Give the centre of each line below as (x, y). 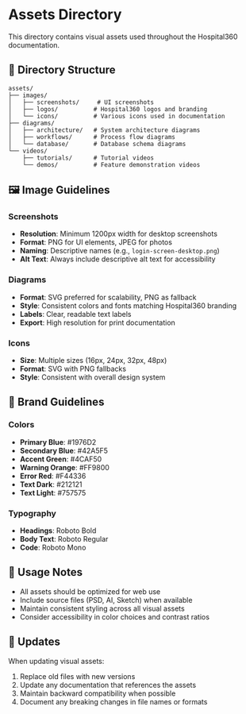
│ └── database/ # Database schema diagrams (97, 144)
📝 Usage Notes (46, 572)
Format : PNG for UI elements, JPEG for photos (96, 242)
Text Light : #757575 (53, 492)
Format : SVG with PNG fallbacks (73, 369)
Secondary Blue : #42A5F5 (64, 450)
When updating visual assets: (56, 661)
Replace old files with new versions (77, 676)
